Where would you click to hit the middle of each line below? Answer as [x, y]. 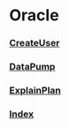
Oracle [34, 15]
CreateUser [35, 43]
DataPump [32, 67]
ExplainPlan [35, 90]
